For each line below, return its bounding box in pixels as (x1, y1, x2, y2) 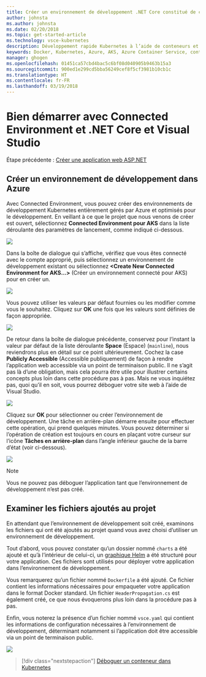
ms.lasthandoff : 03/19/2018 (6, 84, 78, 90)
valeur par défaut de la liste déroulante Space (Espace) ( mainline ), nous (6, 342, 189, 349)
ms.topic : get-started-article (6, 32, 86, 38)
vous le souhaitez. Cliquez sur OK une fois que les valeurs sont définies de (6, 305, 196, 313)
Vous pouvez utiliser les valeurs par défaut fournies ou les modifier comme (6, 299, 196, 306)
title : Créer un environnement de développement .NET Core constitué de (6, 9, 196, 15)
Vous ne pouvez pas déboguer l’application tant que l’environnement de (6, 479, 188, 486)
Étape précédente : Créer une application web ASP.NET (6, 156, 147, 163)
